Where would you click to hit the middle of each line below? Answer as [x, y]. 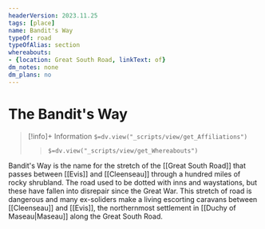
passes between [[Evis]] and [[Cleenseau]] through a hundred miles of [125, 174]
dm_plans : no [30, 75]
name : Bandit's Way [41, 30]
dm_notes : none [34, 68]
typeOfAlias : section [44, 45]
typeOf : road [30, 38]
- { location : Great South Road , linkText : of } [87, 60]
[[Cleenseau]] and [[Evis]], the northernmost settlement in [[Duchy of [123, 208]
